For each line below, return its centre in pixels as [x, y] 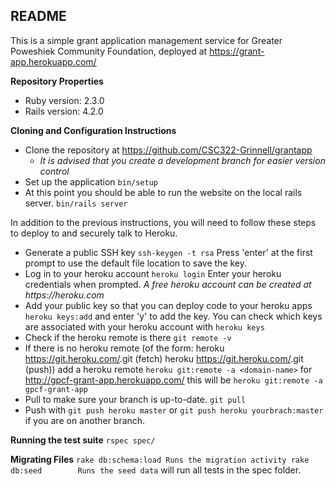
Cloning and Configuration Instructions [93, 130]
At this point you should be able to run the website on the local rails [163, 192]
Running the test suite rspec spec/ [83, 440]
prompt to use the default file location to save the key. [136, 263]
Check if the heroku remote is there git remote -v [128, 337]
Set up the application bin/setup [91, 181]
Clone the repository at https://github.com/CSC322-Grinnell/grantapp [168, 150]
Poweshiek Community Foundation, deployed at [109, 51]
